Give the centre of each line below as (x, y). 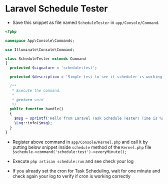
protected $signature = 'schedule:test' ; (53, 68)
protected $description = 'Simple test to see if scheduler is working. (87, 77)
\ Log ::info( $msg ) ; (33, 123)
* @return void (27, 100)
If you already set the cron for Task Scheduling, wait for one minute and (86, 171)
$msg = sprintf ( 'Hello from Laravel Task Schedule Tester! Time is (86, 118)
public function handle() (37, 109)
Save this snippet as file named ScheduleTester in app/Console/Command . (86, 22)
